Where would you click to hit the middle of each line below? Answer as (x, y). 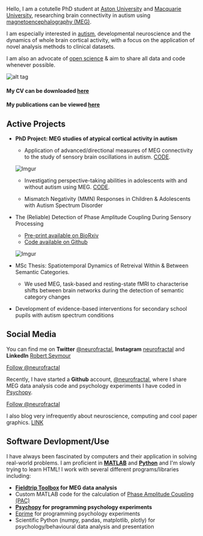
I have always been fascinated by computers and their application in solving (101, 456)
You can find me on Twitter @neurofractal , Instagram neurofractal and (95, 349)
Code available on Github (56, 242)
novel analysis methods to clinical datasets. (61, 46)
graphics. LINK (25, 422)
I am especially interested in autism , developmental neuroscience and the (98, 34)
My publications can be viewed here (53, 105)
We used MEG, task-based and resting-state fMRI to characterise (106, 284)
